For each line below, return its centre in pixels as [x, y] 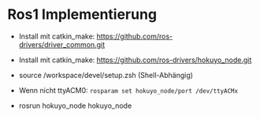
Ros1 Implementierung [82, 15]
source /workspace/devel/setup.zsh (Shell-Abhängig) [106, 75]
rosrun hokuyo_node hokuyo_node [75, 105]
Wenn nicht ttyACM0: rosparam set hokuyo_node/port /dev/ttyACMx [128, 90]
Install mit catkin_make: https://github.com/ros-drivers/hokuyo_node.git [135, 60]
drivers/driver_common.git [62, 44]
